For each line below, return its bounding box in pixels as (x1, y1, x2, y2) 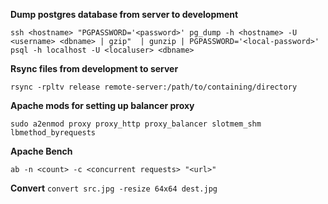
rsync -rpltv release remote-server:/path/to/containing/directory (10, 82, 298, 92)
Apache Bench (10, 145, 73, 157)
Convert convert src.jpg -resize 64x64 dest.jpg (10, 182, 218, 194)
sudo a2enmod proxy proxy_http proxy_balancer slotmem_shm (10, 119, 262, 129)
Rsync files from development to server (10, 63, 179, 74)
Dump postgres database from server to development (10, 9, 239, 20)
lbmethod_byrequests (10, 128, 97, 138)
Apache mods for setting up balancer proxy (10, 100, 195, 111)
